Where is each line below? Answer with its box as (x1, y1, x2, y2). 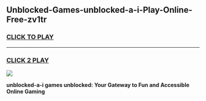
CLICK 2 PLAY (6, 56, 49, 64)
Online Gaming (6, 88, 45, 95)
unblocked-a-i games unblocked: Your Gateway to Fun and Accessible (6, 81, 190, 88)
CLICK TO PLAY (6, 33, 54, 42)
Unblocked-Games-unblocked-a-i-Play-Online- (6, 5, 193, 15)
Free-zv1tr (6, 15, 47, 25)
